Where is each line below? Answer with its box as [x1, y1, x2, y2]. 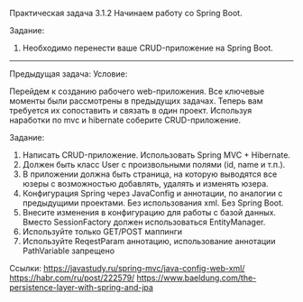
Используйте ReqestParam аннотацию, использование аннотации [22, 236, 276, 246]
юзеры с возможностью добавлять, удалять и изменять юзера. [22, 178, 269, 188]
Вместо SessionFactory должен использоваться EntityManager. [22, 216, 266, 227]
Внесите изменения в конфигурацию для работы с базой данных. [22, 207, 277, 217]
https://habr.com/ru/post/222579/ [9, 272, 135, 283]
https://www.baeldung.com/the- [136, 272, 257, 283]
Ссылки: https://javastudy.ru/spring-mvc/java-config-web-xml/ [9, 263, 245, 273]
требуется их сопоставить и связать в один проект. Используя [9, 105, 252, 115]
